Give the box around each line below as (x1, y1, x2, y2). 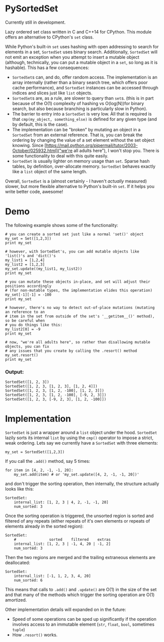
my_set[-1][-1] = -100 (5, 292, 52, 297)
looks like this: (5, 486, 34, 492)
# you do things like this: (5, 322, 63, 327)
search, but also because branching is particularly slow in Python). (12, 106, 147, 112)
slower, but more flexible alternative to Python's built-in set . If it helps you (5, 183, 155, 189)
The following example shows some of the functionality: (5, 222, 118, 228)
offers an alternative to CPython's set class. (5, 34, 94, 40)
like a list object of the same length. (12, 168, 87, 174)
